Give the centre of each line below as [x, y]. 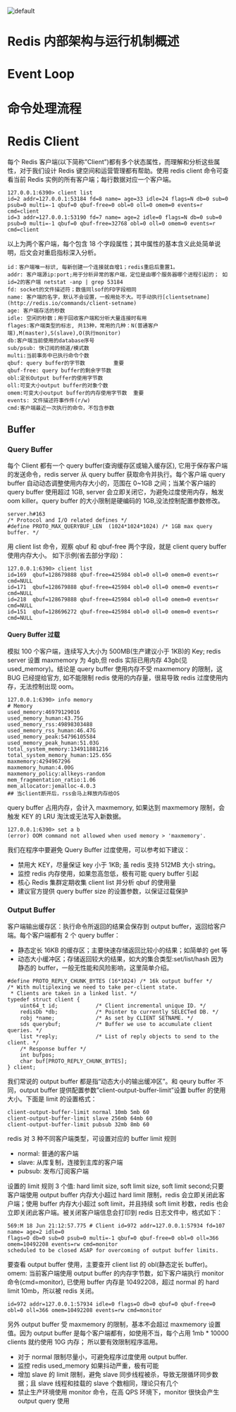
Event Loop [41, 74]
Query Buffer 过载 [34, 635]
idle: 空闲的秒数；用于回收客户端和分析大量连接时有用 [77, 318]
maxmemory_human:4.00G [41, 768]
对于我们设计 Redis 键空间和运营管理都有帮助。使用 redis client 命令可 [121, 170]
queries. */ [25, 1030]
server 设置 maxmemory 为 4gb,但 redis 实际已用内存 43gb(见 [98, 660]
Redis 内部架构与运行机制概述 [93, 42]
